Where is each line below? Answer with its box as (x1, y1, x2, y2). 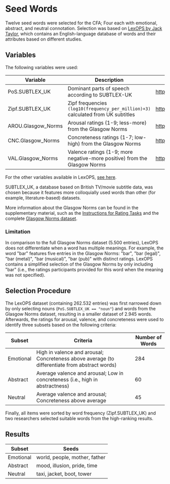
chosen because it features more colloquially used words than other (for (5, 189, 156, 196)
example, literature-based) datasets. (5, 195, 81, 201)
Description (95, 76, 124, 83)
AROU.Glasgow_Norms (8, 122, 63, 130)
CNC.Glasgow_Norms (8, 137, 60, 144)
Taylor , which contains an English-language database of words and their (5, 30, 156, 37)
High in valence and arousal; (36, 348, 104, 356)
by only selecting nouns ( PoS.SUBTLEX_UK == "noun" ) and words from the (5, 305, 156, 311)
